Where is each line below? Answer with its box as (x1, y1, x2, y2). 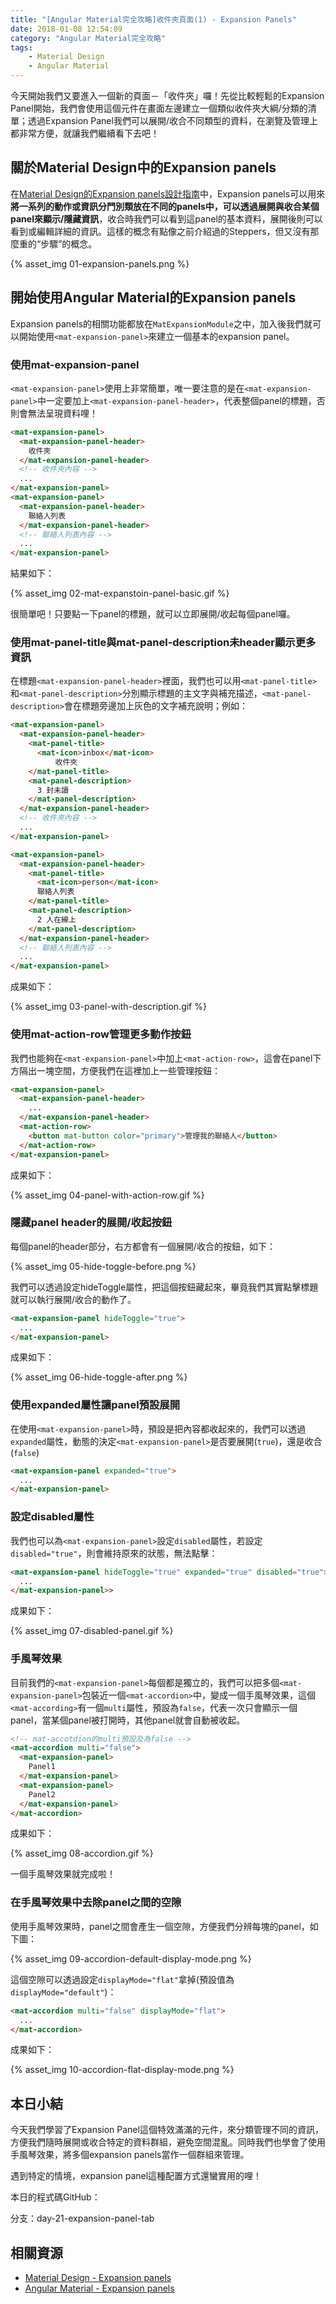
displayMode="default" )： (10, 1986, 117, 1998)
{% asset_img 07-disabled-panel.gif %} (10, 1625, 174, 1637)
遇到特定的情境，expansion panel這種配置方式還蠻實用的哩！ (10, 2170, 263, 2182)
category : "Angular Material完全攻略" (10, 33, 167, 43)
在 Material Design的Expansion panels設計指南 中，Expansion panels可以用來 (10, 187, 326, 200)
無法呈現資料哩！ (27, 407, 98, 419)
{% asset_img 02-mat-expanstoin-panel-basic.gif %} (10, 587, 230, 600)
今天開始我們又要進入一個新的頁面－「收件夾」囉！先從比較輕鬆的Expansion (10, 90, 325, 101)
